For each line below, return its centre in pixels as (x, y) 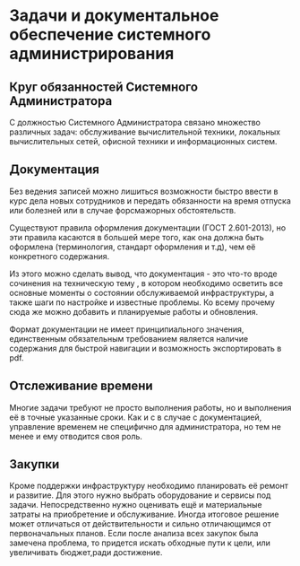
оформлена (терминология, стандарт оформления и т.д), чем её (133, 247)
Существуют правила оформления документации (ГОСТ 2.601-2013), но (148, 227)
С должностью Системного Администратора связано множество (135, 122)
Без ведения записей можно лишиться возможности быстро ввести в (144, 191)
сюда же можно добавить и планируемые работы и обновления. (134, 311)
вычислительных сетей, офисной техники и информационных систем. (143, 141)
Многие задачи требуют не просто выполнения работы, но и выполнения (150, 407)
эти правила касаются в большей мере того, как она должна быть (137, 237)
